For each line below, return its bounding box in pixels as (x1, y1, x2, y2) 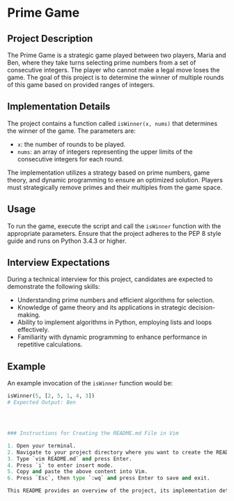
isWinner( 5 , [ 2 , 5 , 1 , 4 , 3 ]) (7, 392, 95, 399)
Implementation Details (7, 101, 111, 113)
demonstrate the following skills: (7, 283, 100, 291)
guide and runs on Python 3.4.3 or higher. (7, 237, 127, 245)
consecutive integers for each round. (17, 154, 124, 163)
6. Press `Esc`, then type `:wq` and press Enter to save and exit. (7, 475, 210, 482)
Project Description (7, 33, 93, 45)
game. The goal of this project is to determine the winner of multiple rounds (7, 73, 224, 81)
